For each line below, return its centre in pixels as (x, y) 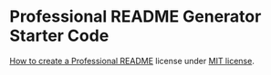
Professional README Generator (135, 17)
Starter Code (59, 36)
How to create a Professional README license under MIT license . (132, 61)
